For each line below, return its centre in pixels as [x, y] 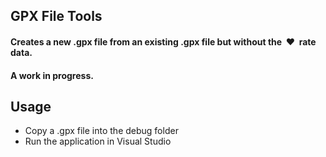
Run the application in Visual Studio [98, 141]
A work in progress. [52, 75]
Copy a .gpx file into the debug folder [101, 131]
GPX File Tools [56, 16]
